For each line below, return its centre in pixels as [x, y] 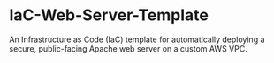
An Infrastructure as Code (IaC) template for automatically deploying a [137, 39]
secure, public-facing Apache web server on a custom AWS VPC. [128, 48]
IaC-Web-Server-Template [109, 15]
